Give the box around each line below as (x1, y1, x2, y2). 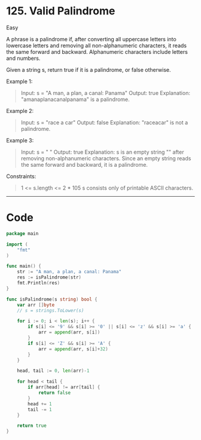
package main (6, 230, 39, 237)
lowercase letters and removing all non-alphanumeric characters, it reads (6, 42, 187, 49)
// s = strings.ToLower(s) (17, 307, 84, 313)
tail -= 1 (28, 407, 52, 412)
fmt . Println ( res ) (17, 280, 60, 286)
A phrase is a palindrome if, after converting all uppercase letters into (6, 35, 176, 42)
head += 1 (28, 401, 52, 407)
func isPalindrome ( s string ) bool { (6, 296, 98, 302)
